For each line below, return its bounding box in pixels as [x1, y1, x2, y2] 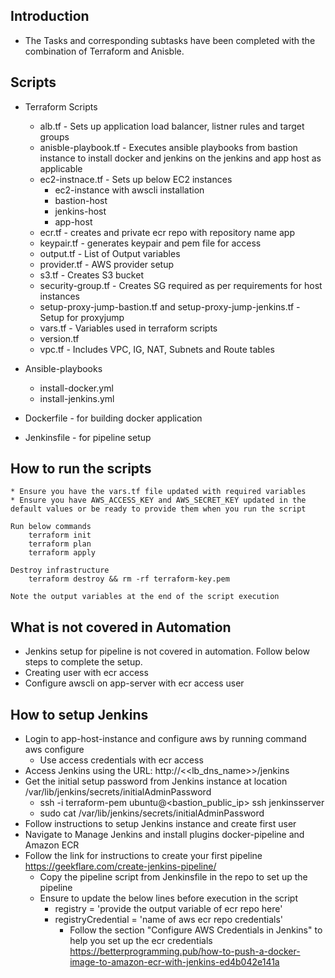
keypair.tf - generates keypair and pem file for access [39, 237, 262, 249]
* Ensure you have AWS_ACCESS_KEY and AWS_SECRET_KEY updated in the [10, 495, 307, 506]
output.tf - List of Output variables [39, 247, 181, 259]
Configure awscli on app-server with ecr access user [24, 677, 245, 689]
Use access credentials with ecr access [39, 754, 204, 766]
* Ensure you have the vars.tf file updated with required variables [10, 487, 307, 497]
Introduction [10, 8, 90, 25]
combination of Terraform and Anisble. [24, 45, 185, 57]
